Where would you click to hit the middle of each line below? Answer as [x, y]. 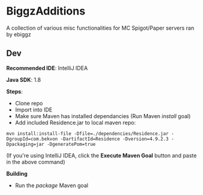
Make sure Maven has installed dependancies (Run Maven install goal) [103, 116]
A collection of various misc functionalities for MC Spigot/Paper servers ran [100, 28]
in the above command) [36, 162]
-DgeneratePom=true [71, 144]
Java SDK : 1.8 [24, 79]
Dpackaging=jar [25, 144]
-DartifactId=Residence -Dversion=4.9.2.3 [114, 139]
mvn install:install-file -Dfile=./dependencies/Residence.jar [88, 134]
